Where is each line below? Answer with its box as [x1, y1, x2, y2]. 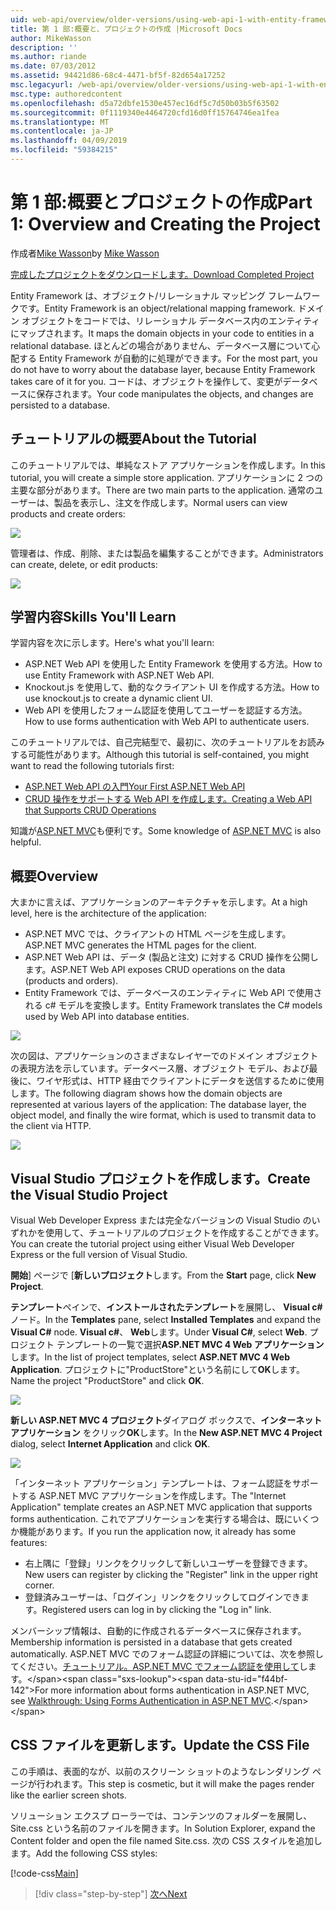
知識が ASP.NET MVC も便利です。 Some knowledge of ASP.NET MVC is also [10, 825, 322, 837]
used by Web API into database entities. [24, 1011, 190, 1023]
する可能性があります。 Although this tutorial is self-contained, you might [10, 749, 310, 761]
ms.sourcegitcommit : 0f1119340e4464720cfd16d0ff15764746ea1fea [10, 107, 280, 118]
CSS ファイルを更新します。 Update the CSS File [10, 1737, 310, 1754]
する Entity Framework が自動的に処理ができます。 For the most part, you [18, 352, 318, 364]
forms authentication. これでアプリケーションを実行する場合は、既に [10, 1513, 293, 1525]
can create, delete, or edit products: [10, 558, 158, 570]
